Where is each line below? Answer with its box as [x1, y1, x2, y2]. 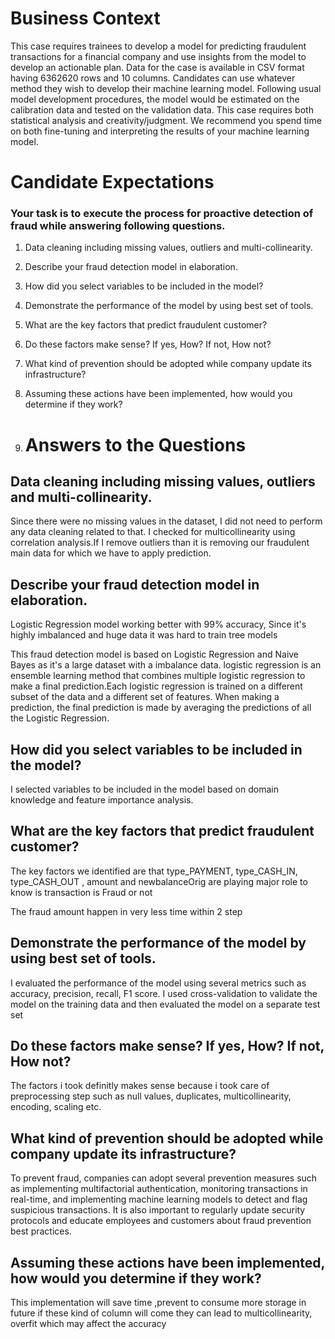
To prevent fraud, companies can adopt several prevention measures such [10, 1172, 318, 1184]
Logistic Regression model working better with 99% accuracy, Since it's [10, 618, 307, 631]
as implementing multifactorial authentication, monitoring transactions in [10, 1183, 308, 1195]
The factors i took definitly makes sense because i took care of [10, 1080, 270, 1092]
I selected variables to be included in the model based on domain [10, 783, 279, 796]
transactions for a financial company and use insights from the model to [10, 50, 307, 62]
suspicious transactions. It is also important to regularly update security [10, 1204, 306, 1216]
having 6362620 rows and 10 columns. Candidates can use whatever [10, 72, 296, 84]
